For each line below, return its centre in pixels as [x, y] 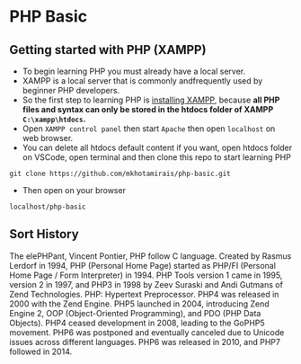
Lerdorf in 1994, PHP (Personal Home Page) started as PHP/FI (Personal [143, 265]
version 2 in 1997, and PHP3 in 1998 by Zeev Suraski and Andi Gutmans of [146, 284]
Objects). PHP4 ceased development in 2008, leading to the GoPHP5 [137, 323]
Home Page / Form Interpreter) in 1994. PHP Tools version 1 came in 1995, [146, 275]
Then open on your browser [74, 190]
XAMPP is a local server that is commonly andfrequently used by [142, 81]
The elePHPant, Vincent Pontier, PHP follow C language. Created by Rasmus [150, 256]
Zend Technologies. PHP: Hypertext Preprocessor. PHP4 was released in [144, 294]
